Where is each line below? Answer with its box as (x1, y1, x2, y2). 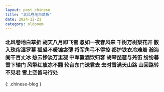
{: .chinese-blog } (5, 81, 42, 87)
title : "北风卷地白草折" (5, 12, 52, 17)
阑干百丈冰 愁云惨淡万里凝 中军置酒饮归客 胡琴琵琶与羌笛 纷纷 (5, 54, 154, 61)
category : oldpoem (5, 21, 44, 27)
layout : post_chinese (5, 7, 51, 13)
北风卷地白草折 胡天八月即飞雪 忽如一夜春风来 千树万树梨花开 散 (5, 39, 159, 46)
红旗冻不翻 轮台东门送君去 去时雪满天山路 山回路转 (37, 61, 159, 68)
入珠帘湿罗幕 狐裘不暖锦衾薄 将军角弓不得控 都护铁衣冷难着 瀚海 (5, 46, 159, 53)
